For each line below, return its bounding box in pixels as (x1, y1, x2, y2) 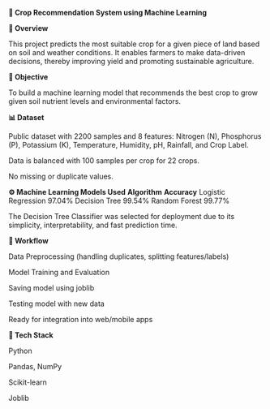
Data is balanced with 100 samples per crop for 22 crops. (8, 156, 200, 166)
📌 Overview (8, 24, 49, 32)
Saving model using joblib (8, 283, 95, 292)
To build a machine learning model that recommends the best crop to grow (8, 88, 258, 97)
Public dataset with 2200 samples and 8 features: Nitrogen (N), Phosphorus (8, 131, 262, 141)
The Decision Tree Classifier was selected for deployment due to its (8, 212, 235, 221)
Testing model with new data (8, 299, 105, 308)
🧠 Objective (8, 72, 49, 81)
